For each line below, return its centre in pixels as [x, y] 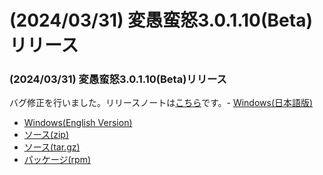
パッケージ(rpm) [57, 160]
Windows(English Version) [78, 123]
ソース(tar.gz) [52, 147]
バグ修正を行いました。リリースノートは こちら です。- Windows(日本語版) [161, 103]
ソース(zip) [46, 135]
